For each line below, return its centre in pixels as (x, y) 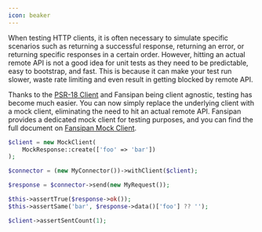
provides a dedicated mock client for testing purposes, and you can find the (131, 119)
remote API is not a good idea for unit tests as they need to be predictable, (128, 63)
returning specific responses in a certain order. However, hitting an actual (127, 54)
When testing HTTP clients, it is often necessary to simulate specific (118, 38)
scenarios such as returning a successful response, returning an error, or (126, 46)
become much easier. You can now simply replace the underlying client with (131, 103)
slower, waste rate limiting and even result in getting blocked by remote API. (131, 79)
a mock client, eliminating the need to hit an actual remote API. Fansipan (125, 111)
